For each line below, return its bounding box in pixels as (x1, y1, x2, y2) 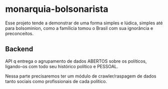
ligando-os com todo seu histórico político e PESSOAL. (5, 63, 118, 69)
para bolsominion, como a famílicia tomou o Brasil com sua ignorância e (5, 25, 153, 31)
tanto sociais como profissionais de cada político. (5, 78, 107, 84)
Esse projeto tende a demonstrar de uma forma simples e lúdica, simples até (5, 20, 163, 26)
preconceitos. (5, 30, 34, 36)
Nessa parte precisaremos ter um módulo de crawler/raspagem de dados (5, 73, 156, 79)
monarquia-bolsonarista (5, 3, 108, 15)
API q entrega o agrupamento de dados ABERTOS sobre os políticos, (5, 58, 147, 64)
